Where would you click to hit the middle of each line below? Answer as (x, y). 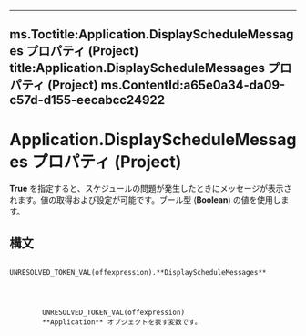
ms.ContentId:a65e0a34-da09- (193, 85)
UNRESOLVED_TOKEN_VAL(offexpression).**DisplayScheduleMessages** (138, 273)
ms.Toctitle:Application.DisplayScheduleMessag (152, 34)
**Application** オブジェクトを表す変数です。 (122, 322)
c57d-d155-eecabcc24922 (87, 100)
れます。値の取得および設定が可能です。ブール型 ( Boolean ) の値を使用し (145, 200)
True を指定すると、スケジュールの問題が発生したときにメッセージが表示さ (151, 189)
